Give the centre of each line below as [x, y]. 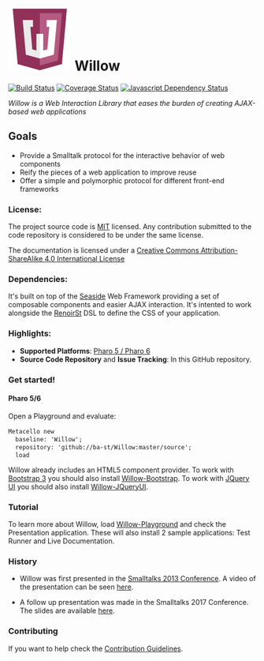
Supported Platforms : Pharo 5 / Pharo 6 [85, 351]
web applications [58, 111]
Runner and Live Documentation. [61, 541]
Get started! [32, 380]
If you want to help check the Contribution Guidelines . [96, 648]
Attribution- [219, 250]
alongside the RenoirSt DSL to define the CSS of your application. [114, 313]
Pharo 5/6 [25, 399]
